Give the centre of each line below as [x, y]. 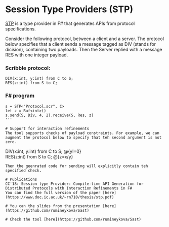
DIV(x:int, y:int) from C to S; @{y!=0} [44, 151]
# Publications [21, 179]
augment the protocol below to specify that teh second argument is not [83, 137]
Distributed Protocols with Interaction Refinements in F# [69, 188]
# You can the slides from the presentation [53, 206]
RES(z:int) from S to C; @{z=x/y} [39, 156]
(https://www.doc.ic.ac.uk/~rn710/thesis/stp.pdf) [60, 197]
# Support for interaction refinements [47, 128]
